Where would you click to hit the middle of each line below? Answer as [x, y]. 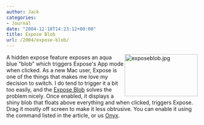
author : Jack [23, 12]
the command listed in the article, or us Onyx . [63, 115]
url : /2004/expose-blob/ [38, 40]
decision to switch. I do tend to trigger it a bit [62, 83]
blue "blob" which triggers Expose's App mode [65, 64]
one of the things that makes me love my [57, 77]
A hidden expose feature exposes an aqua [59, 57]
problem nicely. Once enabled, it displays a [60, 96]
